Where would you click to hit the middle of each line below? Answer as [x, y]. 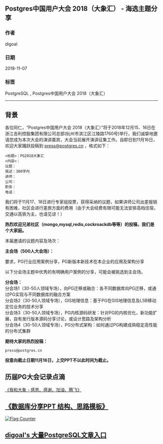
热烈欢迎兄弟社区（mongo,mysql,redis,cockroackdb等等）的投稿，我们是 [80, 224]
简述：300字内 [17, 172]
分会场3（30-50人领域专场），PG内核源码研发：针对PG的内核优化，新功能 [79, 313]
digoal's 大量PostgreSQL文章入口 [56, 435]
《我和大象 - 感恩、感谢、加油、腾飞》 [43, 389]
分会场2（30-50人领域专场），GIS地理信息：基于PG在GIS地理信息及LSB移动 [81, 301]
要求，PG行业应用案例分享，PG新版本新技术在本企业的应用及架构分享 [75, 262]
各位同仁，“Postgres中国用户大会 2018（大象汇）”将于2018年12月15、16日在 [80, 128]
